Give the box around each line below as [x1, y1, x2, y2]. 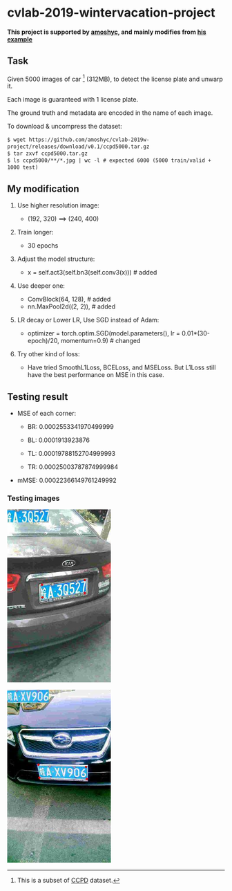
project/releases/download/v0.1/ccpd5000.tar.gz [7, 143, 150, 150]
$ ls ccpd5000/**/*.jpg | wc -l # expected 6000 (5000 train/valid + [7, 157, 212, 164]
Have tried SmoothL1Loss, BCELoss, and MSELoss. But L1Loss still [27, 363, 216, 371]
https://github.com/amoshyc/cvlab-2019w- [28, 136, 150, 143]
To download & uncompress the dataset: [7, 122, 122, 131]
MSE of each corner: [17, 410, 77, 418]
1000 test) [7, 164, 39, 171]
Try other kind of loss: [17, 350, 80, 358]
